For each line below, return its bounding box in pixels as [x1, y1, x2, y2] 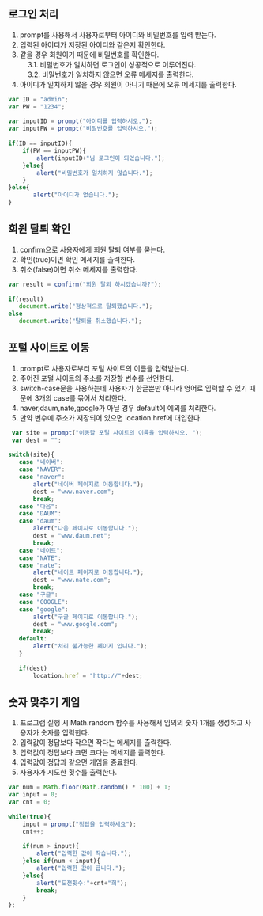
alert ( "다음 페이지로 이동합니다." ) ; [32, 525, 139, 533]
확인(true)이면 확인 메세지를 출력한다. [19, 254, 136, 264]
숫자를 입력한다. [40, 728, 90, 738]
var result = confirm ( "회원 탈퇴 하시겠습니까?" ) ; [8, 280, 162, 288]
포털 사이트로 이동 [8, 341, 90, 355]
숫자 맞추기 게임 [8, 695, 81, 709]
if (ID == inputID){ [8, 139, 73, 148]
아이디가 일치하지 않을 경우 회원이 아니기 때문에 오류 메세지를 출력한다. [19, 79, 237, 89]
